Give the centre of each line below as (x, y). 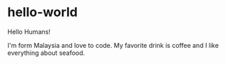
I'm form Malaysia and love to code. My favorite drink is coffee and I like (113, 45)
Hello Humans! (29, 32)
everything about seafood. (46, 53)
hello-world (43, 12)
